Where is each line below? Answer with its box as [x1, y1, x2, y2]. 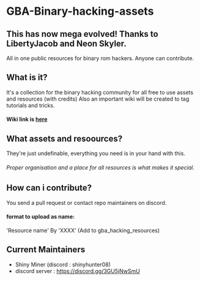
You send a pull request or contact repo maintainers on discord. [6, 199, 167, 206]
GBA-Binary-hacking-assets [6, 4, 154, 18]
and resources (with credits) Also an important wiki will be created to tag [6, 95, 190, 102]
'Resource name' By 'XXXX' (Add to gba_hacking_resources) [6, 227, 160, 234]
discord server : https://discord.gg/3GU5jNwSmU [15, 267, 141, 274]
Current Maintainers [6, 244, 86, 255]
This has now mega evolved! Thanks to [6, 29, 158, 39]
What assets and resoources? [6, 133, 123, 144]
